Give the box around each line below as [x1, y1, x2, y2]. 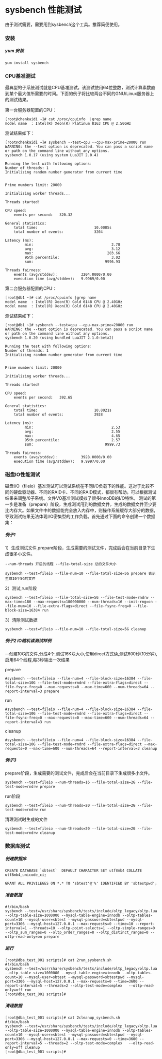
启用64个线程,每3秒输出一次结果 [5, 657, 70, 663]
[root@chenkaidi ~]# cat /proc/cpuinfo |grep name [5, 117, 112, 122]
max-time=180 [5, 600, 32, 605]
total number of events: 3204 [14, 229, 103, 234]
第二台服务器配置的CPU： [5, 285, 57, 291]
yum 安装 [5, 48, 24, 54]
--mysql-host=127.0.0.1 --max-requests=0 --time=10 [26, 922, 133, 927]
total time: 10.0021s [14, 408, 112, 413]
